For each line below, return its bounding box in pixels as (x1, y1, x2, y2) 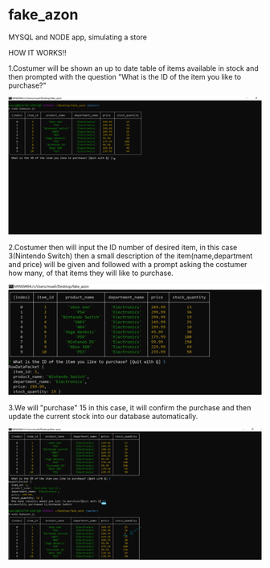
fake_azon (8, 6, 79, 24)
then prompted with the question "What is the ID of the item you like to (8, 72, 242, 81)
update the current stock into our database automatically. (8, 412, 198, 422)
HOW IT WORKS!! (8, 47, 67, 57)
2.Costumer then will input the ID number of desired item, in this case (8, 243, 238, 253)
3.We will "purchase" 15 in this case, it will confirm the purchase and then (8, 403, 252, 413)
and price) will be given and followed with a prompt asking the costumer (8, 260, 247, 270)
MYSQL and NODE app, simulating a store (8, 32, 147, 42)
